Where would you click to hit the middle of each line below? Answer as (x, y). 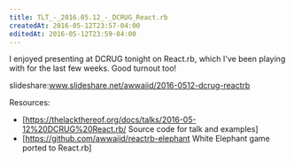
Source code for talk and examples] (193, 129)
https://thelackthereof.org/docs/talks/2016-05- (111, 120)
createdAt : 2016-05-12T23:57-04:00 (75, 26)
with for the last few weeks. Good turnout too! (93, 68)
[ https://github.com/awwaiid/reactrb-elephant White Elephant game (146, 139)
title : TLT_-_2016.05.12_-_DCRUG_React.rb (89, 17)
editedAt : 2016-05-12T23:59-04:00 (73, 34)
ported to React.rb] (57, 148)
